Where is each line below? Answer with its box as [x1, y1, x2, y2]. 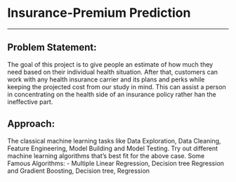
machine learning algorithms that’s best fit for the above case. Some [7, 151, 205, 160]
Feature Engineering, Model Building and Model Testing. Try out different [7, 144, 218, 152]
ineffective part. [7, 97, 53, 106]
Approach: [7, 118, 55, 130]
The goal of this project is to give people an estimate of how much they [7, 60, 214, 68]
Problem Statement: [7, 41, 97, 53]
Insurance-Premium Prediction [7, 5, 191, 21]
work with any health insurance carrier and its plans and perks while [7, 75, 205, 84]
